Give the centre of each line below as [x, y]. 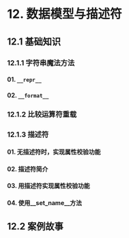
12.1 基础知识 [34, 41]
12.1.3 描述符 [28, 134]
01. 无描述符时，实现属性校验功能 [54, 152]
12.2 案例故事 [35, 227]
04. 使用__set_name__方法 [45, 202]
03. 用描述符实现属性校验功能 [48, 186]
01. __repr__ [25, 80]
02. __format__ [28, 95]
